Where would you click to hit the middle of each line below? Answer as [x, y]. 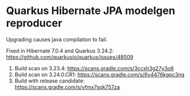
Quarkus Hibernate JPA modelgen [91, 11]
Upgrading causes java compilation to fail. [57, 39]
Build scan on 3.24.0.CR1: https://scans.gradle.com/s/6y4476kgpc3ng [99, 74]
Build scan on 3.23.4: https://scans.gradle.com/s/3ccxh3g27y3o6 [94, 68]
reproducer [34, 23]
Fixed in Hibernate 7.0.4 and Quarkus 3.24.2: [60, 50]
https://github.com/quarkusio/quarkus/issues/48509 [70, 57]
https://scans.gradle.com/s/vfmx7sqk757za [67, 87]
